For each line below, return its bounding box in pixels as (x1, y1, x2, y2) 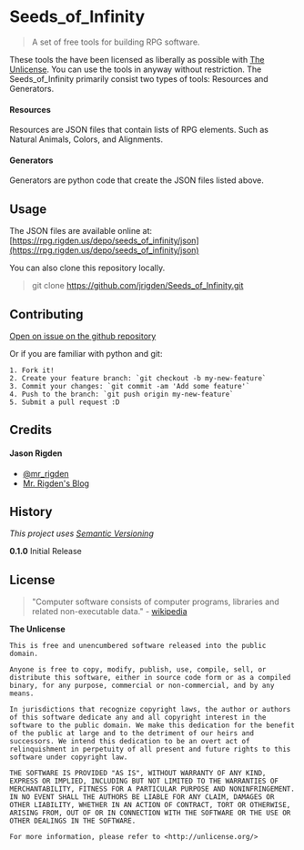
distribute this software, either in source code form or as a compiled (9, 673, 291, 683)
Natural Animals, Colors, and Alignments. (9, 134, 164, 145)
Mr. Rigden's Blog (22, 478, 89, 489)
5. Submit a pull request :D (9, 398, 120, 407)
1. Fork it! (9, 366, 55, 375)
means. (9, 689, 35, 698)
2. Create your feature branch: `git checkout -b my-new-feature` (9, 373, 267, 383)
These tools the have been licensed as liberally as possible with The (9, 54, 265, 65)
